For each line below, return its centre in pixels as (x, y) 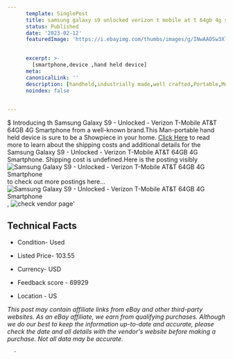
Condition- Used (41, 242)
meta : (33, 71)
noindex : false (48, 91)
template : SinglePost (57, 14)
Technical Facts (42, 226)
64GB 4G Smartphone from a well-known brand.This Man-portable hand (111, 130)
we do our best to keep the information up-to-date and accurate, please (111, 324)
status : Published (52, 26)
